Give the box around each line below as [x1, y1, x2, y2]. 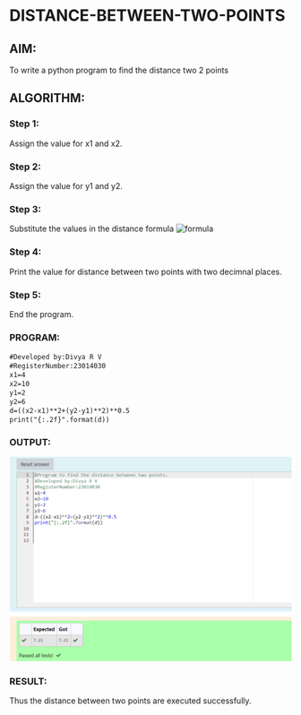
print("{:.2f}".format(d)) [9, 416, 110, 425]
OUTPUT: [9, 436, 51, 449]
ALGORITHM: [9, 90, 85, 106]
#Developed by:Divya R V [9, 353, 102, 362]
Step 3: [9, 202, 42, 215]
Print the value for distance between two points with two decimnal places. [9, 266, 282, 277]
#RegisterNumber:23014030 [9, 362, 106, 371]
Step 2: [9, 160, 42, 173]
